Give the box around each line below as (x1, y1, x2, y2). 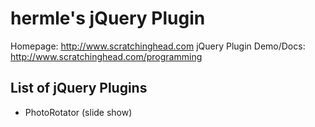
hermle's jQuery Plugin (10, 7, 206, 30)
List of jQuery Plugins (10, 80, 148, 97)
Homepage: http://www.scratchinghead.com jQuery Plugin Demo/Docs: (10, 40, 306, 52)
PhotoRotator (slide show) (24, 106, 133, 118)
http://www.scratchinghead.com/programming (10, 50, 203, 62)
